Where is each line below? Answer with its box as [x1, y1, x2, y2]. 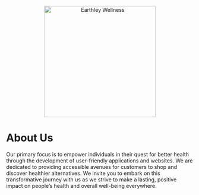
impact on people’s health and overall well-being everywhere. [6, 182, 157, 189]
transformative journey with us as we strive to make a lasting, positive [6, 175, 177, 183]
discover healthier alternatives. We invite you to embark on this [6, 170, 160, 177]
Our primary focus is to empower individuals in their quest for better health [6, 151, 189, 158]
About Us [6, 131, 53, 145]
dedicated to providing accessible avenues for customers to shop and [6, 163, 177, 170]
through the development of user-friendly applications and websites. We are [6, 157, 193, 164]
